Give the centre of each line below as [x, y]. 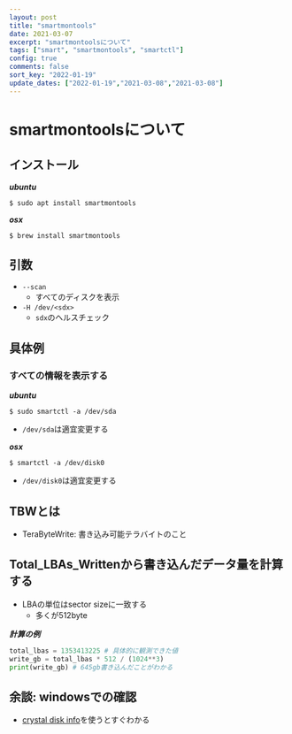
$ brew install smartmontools [65, 235]
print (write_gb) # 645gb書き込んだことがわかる [91, 667]
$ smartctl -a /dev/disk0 [57, 463]
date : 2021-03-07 [41, 34]
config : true [33, 58]
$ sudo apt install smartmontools [73, 203]
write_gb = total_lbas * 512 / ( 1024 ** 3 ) [87, 659]
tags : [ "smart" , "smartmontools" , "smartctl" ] [96, 50]
